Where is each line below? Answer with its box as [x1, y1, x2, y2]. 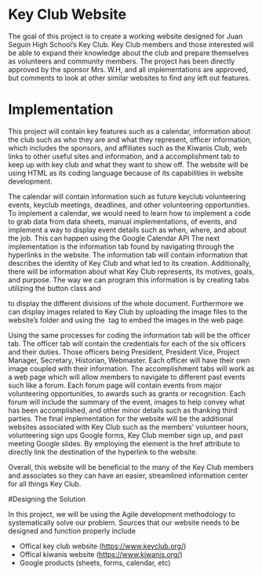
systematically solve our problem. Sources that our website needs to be [8, 518, 240, 527]
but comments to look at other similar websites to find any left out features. [8, 73, 251, 82]
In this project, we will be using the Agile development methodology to [8, 509, 235, 519]
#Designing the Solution [8, 494, 86, 504]
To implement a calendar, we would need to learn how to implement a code [8, 208, 251, 217]
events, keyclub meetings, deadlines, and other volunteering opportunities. [8, 200, 250, 209]
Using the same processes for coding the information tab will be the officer [8, 330, 251, 340]
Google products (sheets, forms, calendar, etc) [19, 558, 171, 567]
